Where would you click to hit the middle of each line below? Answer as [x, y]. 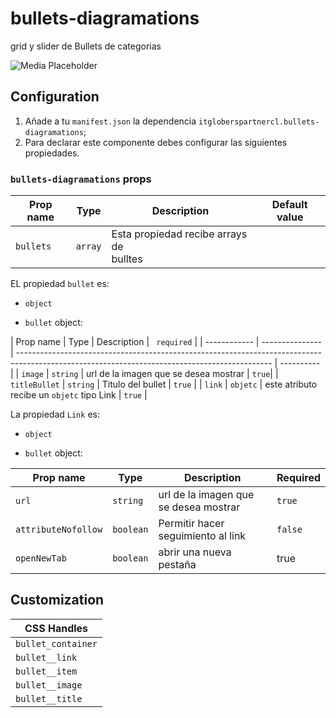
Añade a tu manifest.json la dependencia [110, 121]
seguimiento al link [202, 536]
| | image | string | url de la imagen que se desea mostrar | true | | [144, 374]
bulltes [127, 259]
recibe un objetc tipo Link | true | [79, 395]
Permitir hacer [191, 524]
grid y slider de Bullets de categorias [86, 46]
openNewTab [41, 558]
